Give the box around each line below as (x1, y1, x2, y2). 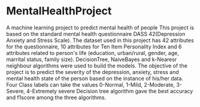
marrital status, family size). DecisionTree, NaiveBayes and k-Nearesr (6, 56, 177, 63)
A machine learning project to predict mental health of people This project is (6, 24, 195, 31)
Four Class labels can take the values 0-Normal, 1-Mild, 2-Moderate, (6, 81, 175, 88)
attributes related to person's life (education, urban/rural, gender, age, (6, 49, 180, 56)
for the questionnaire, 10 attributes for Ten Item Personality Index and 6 (6, 43, 182, 50)
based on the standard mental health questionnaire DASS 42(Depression (6, 30, 186, 37)
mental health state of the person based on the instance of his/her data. (6, 75, 184, 82)
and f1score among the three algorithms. (6, 94, 107, 101)
